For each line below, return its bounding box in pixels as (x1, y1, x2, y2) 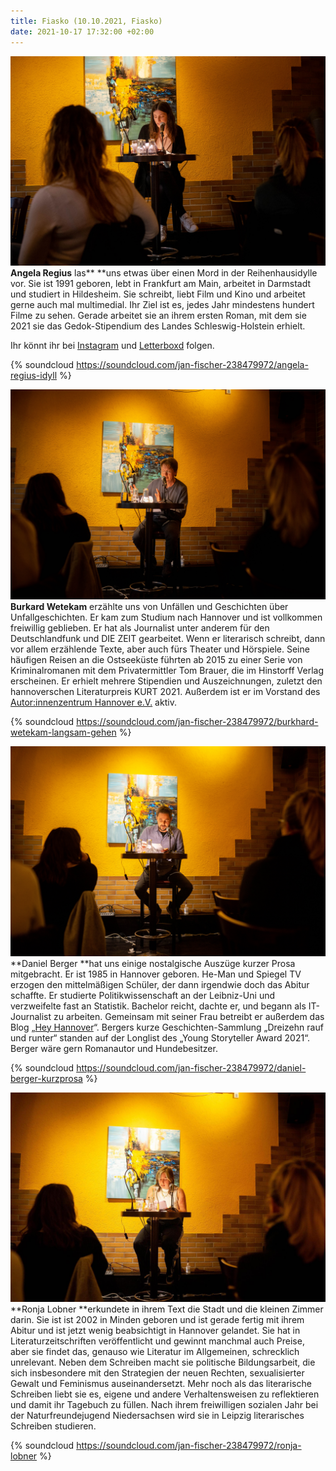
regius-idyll (10, 370, 58, 382)
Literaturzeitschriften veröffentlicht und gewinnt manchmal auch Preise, (10, 1335, 305, 1347)
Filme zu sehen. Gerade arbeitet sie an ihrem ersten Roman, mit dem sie (10, 310, 307, 322)
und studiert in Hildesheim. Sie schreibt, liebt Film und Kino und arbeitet (10, 288, 306, 300)
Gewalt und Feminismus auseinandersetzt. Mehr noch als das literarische (10, 1378, 312, 1390)
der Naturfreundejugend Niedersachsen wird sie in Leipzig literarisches (10, 1410, 305, 1422)
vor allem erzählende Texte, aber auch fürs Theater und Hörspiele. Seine (10, 643, 310, 655)
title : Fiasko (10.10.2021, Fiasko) (10, 16, 163, 26)
